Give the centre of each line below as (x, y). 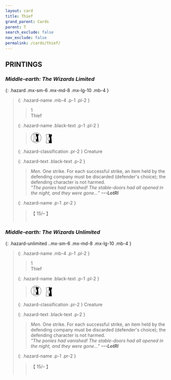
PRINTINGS (24, 65)
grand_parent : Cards (27, 21)
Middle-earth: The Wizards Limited (50, 79)
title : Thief (19, 16)
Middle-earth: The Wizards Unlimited (53, 232)
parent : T (16, 27)
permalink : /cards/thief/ (33, 43)
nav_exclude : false (26, 38)
